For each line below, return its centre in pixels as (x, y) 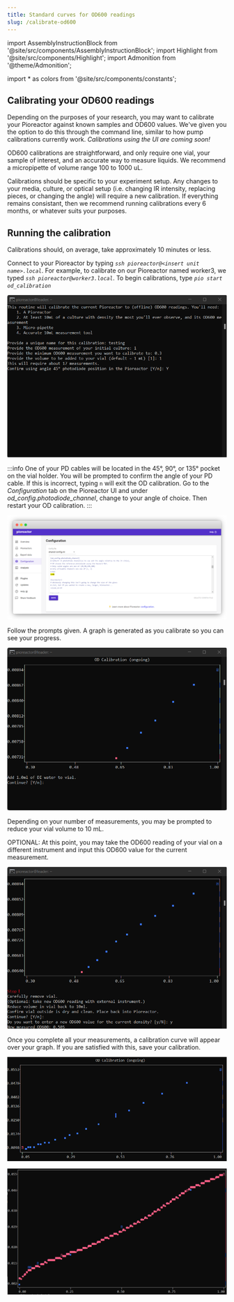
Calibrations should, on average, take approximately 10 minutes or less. (109, 250)
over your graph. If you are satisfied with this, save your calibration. (104, 1047)
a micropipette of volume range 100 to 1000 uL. (75, 168)
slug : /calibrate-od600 (42, 22)
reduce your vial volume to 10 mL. (56, 829)
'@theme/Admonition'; (39, 65)
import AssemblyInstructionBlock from (63, 43)
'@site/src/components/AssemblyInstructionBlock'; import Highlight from (112, 50)
